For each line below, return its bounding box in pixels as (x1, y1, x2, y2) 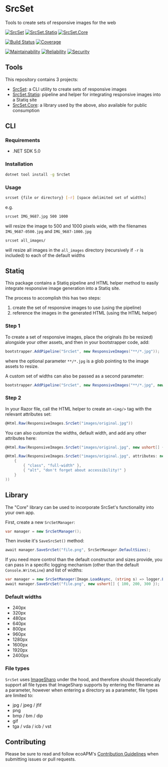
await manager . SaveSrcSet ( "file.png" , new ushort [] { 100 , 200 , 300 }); (5, 581, 160, 586)
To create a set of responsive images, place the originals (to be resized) (5, 333, 153, 340)
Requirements (5, 137, 40, 144)
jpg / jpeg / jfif (12, 702, 42, 708)
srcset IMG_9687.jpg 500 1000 (5, 213, 68, 219)
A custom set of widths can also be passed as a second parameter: (5, 373, 144, 379)
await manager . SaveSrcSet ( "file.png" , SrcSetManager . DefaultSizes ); (5, 547, 151, 552)
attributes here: (5, 435, 37, 441)
